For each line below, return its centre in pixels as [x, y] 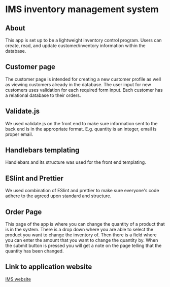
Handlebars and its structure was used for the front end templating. [76, 162]
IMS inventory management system [82, 9]
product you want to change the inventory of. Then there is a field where [81, 235]
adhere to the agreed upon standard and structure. [58, 196]
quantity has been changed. [35, 251]
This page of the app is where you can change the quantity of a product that [85, 224]
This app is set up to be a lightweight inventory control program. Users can [83, 40]
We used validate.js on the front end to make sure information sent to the [81, 123]
